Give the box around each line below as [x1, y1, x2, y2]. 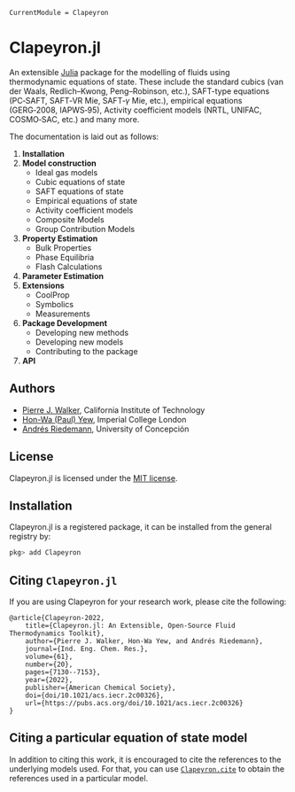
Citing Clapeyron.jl [9, 572, 118, 588]
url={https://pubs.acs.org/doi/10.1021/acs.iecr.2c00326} [25, 699, 244, 708]
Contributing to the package [35, 346, 139, 356]
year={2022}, [25, 676, 74, 685]
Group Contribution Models [35, 223, 136, 234]
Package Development [21, 317, 108, 328]
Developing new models [35, 337, 124, 347]
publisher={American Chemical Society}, [25, 683, 176, 693]
